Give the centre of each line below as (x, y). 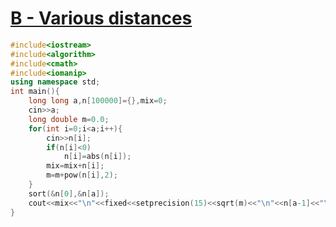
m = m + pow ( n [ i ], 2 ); (82, 175)
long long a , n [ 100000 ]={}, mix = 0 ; (98, 101)
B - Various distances (101, 18)
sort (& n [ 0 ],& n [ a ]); (69, 193)
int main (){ (35, 92)
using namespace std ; (55, 82)
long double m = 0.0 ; (69, 119)
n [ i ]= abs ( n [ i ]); (97, 157)
